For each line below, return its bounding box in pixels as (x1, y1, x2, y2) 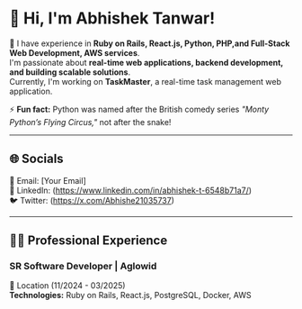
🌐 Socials (9, 151, 65, 167)
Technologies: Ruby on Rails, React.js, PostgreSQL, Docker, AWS (9, 290, 252, 301)
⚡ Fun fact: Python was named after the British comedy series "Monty (9, 104, 270, 114)
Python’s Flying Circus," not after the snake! (9, 116, 172, 127)
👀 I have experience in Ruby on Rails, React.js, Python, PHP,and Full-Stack (9, 38, 290, 49)
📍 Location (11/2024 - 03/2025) (9, 280, 126, 291)
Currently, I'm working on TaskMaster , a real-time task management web (9, 76, 281, 86)
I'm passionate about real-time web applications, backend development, (9, 57, 284, 68)
